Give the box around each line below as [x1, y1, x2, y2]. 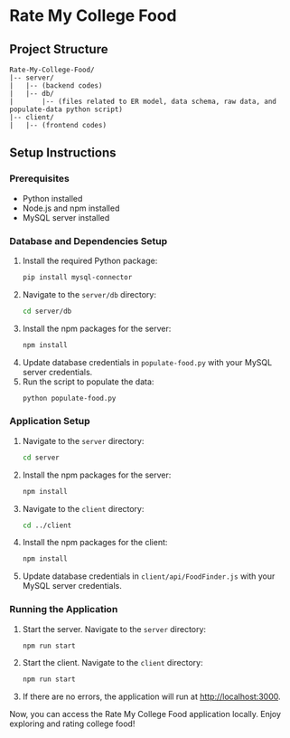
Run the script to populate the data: [22, 376, 154, 387]
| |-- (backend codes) [9, 81, 103, 90]
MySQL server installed [22, 212, 110, 222]
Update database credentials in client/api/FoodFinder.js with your [22, 571, 276, 582]
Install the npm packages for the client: [22, 537, 168, 548]
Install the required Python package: [22, 255, 158, 266]
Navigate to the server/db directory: [22, 289, 156, 299]
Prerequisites [9, 173, 70, 185]
